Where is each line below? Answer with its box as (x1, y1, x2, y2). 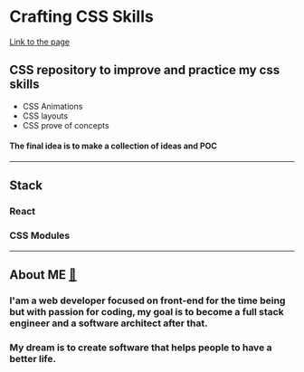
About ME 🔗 (9, 267, 77, 282)
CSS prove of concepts (22, 119, 110, 130)
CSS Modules (9, 229, 71, 242)
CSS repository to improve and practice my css (9, 62, 280, 78)
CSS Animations (22, 100, 83, 111)
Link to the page (9, 36, 71, 47)
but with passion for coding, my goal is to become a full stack (9, 305, 284, 318)
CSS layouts (22, 110, 69, 121)
